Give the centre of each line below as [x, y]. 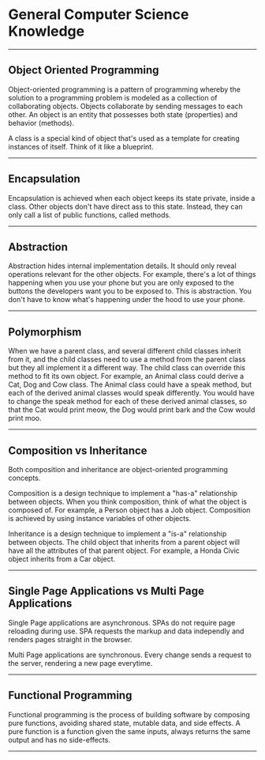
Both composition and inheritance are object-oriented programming [118, 469]
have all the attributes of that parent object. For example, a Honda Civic [124, 550]
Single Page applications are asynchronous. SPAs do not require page [122, 622]
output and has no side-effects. [59, 739]
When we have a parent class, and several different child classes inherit [125, 351]
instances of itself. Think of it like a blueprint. [81, 146]
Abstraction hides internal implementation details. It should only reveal [122, 266]
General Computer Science [99, 15]
